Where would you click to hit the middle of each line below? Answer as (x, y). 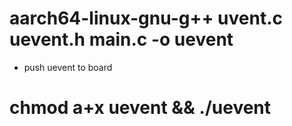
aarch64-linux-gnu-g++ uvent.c (146, 18)
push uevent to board (68, 67)
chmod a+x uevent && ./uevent (140, 108)
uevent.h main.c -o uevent (121, 39)
